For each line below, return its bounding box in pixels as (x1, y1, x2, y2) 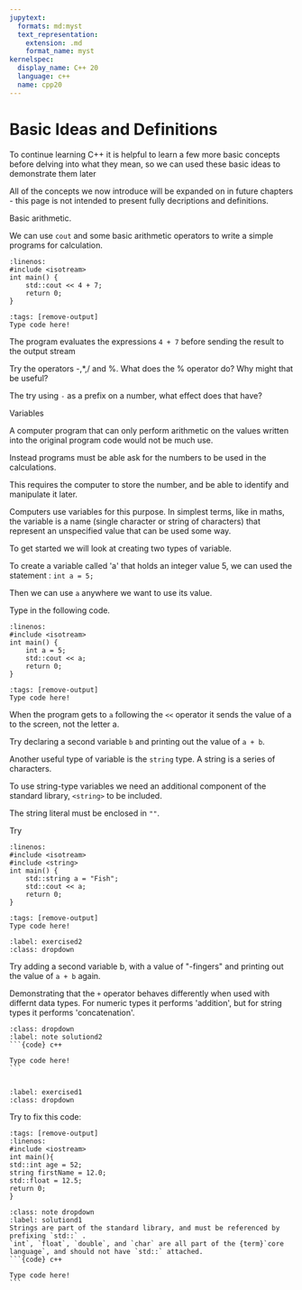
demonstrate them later (9, 168, 96, 178)
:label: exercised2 (9, 937, 83, 947)
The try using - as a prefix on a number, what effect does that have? (9, 389, 263, 401)
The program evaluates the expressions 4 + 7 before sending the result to (9, 335, 284, 347)
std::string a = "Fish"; (25, 874, 119, 883)
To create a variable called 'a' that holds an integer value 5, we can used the (9, 560, 293, 571)
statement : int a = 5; (9, 570, 95, 581)
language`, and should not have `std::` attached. (9, 1247, 204, 1256)
